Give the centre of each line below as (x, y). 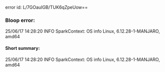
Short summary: (23, 48)
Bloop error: (20, 20)
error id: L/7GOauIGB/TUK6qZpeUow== (47, 7)
